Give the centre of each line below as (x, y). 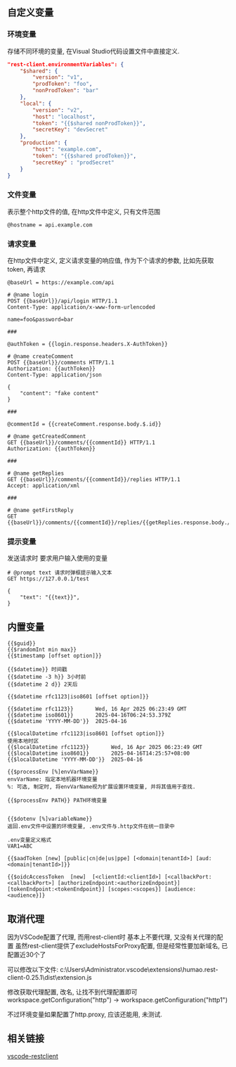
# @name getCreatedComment (47, 437)
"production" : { (44, 143)
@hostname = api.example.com (50, 225)
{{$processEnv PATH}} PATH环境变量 (57, 800)
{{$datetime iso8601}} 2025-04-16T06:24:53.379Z (89, 715)
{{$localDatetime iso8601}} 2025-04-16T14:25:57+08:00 (99, 754)
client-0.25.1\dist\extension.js (50, 977)
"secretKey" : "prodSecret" (73, 162)
